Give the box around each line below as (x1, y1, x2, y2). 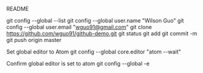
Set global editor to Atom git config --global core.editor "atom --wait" (6, 48, 182, 55)
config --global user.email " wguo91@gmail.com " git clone (6, 24, 152, 30)
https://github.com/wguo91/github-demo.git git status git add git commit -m (6, 30, 197, 37)
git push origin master (6, 36, 62, 43)
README (6, 5, 29, 12)
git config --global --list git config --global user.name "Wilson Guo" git (6, 17, 185, 24)
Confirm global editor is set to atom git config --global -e (6, 60, 150, 67)
